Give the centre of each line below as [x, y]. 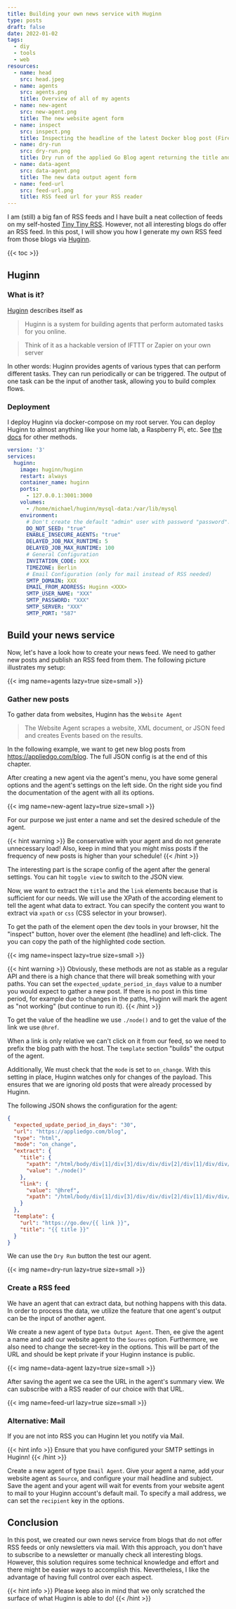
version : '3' [26, 450]
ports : [29, 489]
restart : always [44, 476]
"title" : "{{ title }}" [55, 1229]
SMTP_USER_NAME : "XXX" [59, 594]
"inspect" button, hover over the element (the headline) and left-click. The [114, 934]
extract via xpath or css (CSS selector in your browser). [87, 913]
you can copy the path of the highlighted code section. [87, 941]
